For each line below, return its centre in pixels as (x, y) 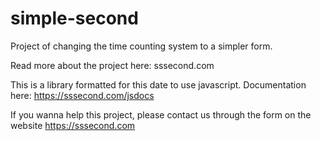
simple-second (74, 18)
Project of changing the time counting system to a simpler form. (141, 46)
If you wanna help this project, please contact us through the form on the (161, 114)
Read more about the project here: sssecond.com (112, 65)
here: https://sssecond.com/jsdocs (82, 95)
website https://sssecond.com (73, 125)
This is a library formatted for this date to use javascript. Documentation (158, 84)
